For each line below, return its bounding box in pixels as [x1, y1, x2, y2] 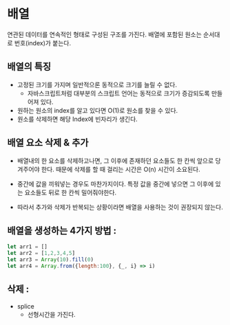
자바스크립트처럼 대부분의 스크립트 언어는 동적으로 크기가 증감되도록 [27, 89, 210, 97]
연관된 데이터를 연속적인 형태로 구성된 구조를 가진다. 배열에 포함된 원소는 [7, 30, 202, 38]
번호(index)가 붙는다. [14, 38, 72, 47]
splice [17, 302, 34, 310]
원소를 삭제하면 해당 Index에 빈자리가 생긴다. [17, 115, 138, 123]
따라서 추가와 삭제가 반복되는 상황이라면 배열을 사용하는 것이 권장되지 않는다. [17, 203, 224, 211]
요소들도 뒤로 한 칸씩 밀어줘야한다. [24, 188, 117, 197]
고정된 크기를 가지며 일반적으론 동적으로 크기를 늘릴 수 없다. [17, 80, 178, 89]
